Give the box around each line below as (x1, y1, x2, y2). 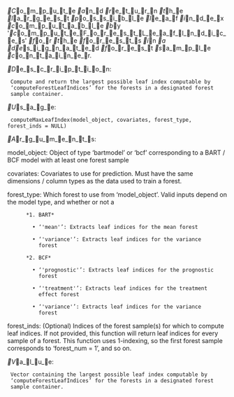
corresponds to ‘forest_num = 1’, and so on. (7, 344, 132, 352)
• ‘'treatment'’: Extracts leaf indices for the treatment (32, 285, 208, 292)
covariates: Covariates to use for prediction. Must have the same (7, 169, 193, 178)
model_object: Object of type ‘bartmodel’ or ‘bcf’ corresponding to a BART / (7, 148, 226, 157)
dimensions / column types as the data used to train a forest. (7, 177, 182, 185)
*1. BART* (25, 211, 54, 218)
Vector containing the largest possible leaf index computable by (10, 371, 208, 378)
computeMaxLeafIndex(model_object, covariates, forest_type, (10, 116, 192, 123)
